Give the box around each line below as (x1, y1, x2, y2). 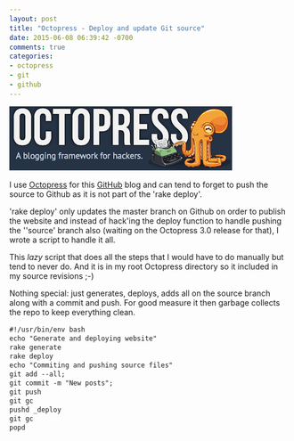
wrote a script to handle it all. (9, 234, 116, 245)
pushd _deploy (9, 405, 62, 414)
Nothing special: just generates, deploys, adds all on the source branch (9, 288, 271, 298)
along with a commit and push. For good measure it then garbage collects (9, 297, 281, 307)
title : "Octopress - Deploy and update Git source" (9, 23, 205, 33)
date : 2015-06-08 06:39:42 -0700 (9, 33, 134, 42)
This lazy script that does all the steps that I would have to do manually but (9, 251, 284, 262)
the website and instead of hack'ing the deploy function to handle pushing (9, 215, 282, 226)
